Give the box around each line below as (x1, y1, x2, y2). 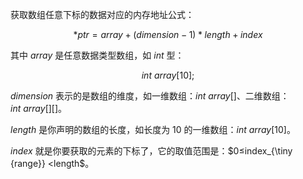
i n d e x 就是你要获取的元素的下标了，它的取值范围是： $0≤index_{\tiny (10, 145, 293, 157)
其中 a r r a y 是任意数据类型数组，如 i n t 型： (10, 49, 185, 61)
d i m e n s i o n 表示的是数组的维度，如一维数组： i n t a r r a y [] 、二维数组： (10, 90, 290, 102)
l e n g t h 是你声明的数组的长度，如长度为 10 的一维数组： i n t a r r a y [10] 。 (10, 124, 296, 135)
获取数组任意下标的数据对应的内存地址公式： (10, 9, 195, 20)
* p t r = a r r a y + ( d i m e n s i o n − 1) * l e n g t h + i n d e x (73, 29, 263, 40)
